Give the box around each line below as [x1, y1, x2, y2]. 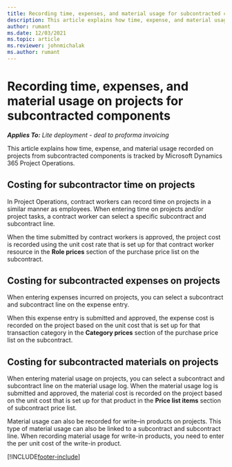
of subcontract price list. [7, 404, 77, 412]
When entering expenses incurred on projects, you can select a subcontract [7, 293, 224, 302]
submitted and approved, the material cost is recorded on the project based [7, 389, 222, 398]
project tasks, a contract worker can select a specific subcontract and [7, 212, 207, 220]
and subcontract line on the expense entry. [7, 300, 130, 309]
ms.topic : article [7, 36, 60, 43]
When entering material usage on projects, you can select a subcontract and [7, 374, 225, 383]
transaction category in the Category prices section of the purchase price [7, 329, 219, 337]
